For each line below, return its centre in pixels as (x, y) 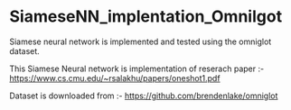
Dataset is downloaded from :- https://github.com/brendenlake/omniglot (144, 96)
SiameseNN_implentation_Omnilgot (146, 17)
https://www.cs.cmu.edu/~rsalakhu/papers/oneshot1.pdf (115, 78)
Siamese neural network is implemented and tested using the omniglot (141, 41)
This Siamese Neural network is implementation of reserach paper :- (137, 69)
